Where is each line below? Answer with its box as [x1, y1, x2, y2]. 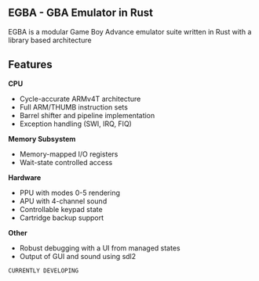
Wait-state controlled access [19, 157, 113, 167]
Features [8, 58, 53, 71]
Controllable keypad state [19, 204, 104, 214]
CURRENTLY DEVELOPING [8, 266, 79, 275]
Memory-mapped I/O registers [19, 149, 119, 159]
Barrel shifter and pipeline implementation [19, 110, 155, 120]
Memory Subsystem [8, 134, 76, 143]
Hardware [8, 172, 42, 182]
